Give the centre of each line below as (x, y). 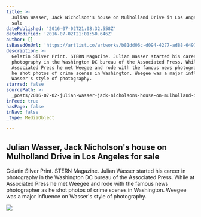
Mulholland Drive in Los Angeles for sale (83, 156)
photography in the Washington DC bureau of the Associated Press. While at (100, 177)
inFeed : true (22, 101)
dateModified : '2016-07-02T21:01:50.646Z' (60, 34)
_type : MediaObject (31, 117)
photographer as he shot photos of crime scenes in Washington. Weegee (96, 190)
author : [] (20, 40)
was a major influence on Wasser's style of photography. (76, 197)
